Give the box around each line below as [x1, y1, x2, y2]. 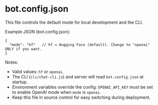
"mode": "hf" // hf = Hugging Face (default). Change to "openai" [9, 42, 150, 47]
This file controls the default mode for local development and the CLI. [5, 19, 144, 25]
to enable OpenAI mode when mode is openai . [12, 89, 101, 95]
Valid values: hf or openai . [12, 69, 64, 75]
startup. [12, 79, 28, 85]
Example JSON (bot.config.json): [5, 29, 71, 34]
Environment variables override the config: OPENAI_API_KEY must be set [12, 84, 153, 90]
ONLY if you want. [5, 46, 42, 51]
